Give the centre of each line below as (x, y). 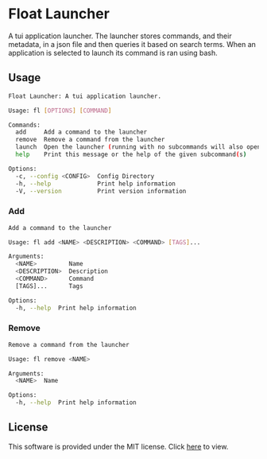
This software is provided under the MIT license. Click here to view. (118, 446)
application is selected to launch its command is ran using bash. (113, 53)
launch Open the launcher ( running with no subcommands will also (130, 147)
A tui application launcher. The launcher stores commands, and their (120, 36)
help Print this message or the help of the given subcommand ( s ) (131, 154)
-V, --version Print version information (101, 191)
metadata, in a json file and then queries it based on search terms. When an (132, 44)
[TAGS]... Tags (49, 286)
